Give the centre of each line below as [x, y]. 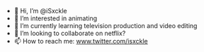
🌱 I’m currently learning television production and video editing [106, 26]
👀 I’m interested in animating [56, 18]
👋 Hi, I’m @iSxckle [40, 11]
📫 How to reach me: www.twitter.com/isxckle [81, 41]
